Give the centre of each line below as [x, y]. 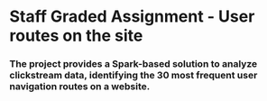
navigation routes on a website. [80, 87]
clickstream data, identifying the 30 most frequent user [133, 76]
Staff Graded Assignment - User [132, 17]
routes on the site [76, 36]
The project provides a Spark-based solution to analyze [133, 64]
